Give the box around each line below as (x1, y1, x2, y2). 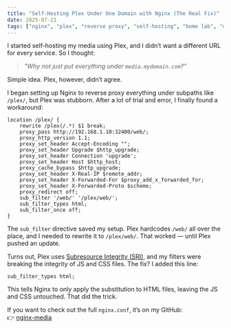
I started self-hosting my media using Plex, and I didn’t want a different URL (7, 42, 221, 50)
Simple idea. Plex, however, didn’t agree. (7, 75, 122, 84)
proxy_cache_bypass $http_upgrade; (19, 165, 122, 172)
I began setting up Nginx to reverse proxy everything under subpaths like (7, 89, 214, 97)
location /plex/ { (7, 117, 60, 124)
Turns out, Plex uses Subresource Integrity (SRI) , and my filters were (7, 253, 201, 261)
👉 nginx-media (7, 314, 52, 322)
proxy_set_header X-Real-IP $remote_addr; (19, 171, 143, 178)
